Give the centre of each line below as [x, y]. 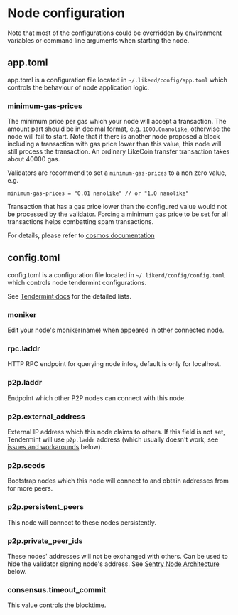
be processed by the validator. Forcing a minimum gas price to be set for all [118, 214]
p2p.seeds [26, 465]
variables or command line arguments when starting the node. [98, 40]
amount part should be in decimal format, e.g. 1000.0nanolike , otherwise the [119, 129]
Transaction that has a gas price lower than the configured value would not [117, 207]
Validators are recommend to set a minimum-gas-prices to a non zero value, [117, 173]
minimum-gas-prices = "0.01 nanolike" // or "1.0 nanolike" [98, 193]
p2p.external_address [46, 416]
